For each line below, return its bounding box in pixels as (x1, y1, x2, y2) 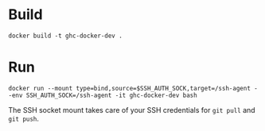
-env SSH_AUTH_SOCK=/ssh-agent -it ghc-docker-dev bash (8, 91, 197, 99)
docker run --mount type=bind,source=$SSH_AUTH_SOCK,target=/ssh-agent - (8, 84, 259, 92)
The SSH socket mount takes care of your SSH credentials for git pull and (8, 105, 256, 114)
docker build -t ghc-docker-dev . (8, 32, 123, 40)
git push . (8, 114, 40, 123)
